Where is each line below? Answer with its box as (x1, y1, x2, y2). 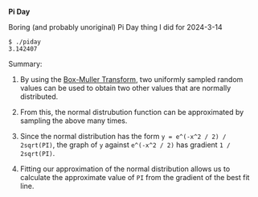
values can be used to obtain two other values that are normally (19, 84, 231, 92)
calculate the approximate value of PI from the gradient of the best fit (19, 173, 250, 182)
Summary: (8, 60, 43, 68)
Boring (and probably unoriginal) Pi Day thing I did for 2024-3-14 (8, 23, 223, 31)
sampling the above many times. (19, 116, 128, 125)
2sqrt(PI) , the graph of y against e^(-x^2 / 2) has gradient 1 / (19, 140, 231, 150)
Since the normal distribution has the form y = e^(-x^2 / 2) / (19, 132, 227, 141)
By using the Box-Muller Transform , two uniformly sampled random (19, 75, 244, 84)
